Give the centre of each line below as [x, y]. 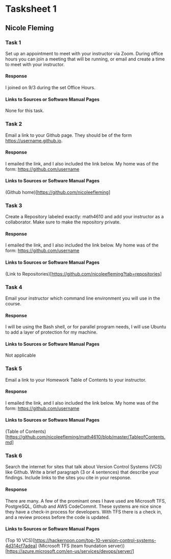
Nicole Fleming [30, 28]
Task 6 [14, 456]
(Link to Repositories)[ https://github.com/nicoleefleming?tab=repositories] [83, 274]
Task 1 [13, 43]
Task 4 [14, 287]
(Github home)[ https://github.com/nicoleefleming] [58, 192]
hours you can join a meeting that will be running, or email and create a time [85, 59]
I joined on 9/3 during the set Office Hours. [50, 88]
